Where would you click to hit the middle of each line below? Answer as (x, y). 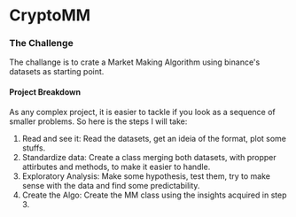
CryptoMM (50, 15)
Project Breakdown (45, 92)
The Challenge (41, 43)
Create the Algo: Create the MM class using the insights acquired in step (154, 195)
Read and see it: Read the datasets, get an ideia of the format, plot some (154, 138)
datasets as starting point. (57, 72)
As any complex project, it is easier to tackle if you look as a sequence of (143, 112)
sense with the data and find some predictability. (111, 185)
